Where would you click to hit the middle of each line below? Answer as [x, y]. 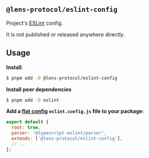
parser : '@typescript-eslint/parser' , [59, 133]
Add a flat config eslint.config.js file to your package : [75, 111]
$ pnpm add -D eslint [33, 100]
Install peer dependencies [39, 89]
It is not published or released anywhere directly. [66, 34]
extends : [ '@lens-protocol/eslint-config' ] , [67, 139]
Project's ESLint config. [35, 23]
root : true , [26, 128]
